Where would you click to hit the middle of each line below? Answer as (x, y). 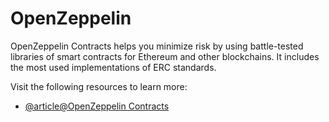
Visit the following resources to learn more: (99, 86)
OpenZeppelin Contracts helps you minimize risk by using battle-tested (157, 46)
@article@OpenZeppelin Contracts (97, 106)
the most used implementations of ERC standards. (113, 67)
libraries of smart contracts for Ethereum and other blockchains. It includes (165, 56)
